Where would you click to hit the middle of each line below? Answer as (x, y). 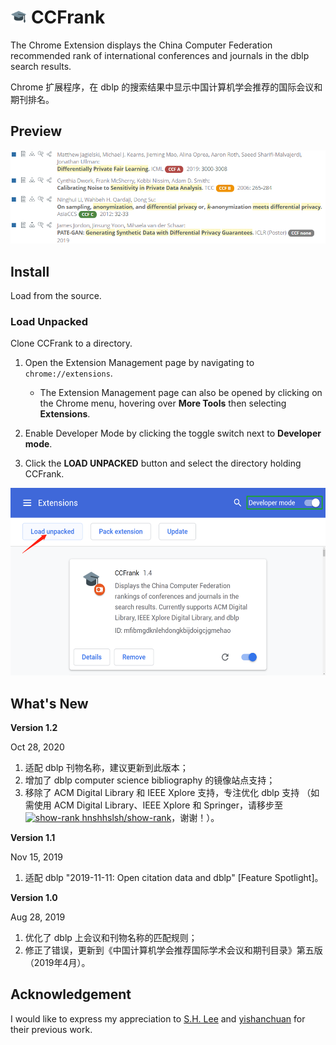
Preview (36, 131)
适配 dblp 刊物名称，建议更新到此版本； (106, 768)
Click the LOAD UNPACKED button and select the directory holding (163, 463)
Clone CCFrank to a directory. (71, 343)
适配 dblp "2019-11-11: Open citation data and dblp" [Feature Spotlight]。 (174, 878)
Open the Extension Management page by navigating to (139, 363)
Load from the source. (56, 295)
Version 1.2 (34, 728)
